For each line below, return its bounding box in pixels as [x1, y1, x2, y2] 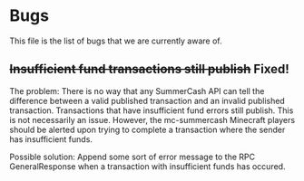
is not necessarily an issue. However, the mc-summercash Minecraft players [9, 114, 296, 125]
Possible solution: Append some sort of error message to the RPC [9, 151, 256, 162]
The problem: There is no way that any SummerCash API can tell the [9, 85, 265, 96]
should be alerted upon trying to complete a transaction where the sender [9, 124, 286, 135]
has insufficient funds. [9, 133, 93, 145]
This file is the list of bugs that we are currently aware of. [9, 35, 222, 46]
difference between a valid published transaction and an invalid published [9, 95, 286, 106]
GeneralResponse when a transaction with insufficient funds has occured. [9, 160, 286, 172]
